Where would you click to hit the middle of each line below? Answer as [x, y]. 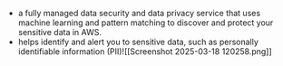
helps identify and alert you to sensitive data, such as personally [138, 42]
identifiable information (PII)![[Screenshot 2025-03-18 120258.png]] [145, 52]
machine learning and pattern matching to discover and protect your [146, 23]
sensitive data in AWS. [60, 32]
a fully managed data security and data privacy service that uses [139, 13]
